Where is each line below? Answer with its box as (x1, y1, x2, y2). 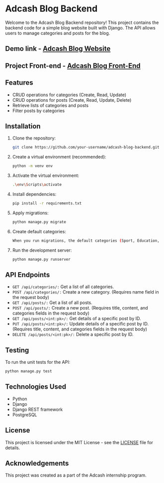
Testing (5, 346, 29, 354)
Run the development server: (12, 247, 72, 253)
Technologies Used (5, 382, 66, 391)
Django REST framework (12, 406, 63, 412)
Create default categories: (12, 228, 66, 234)
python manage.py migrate (12, 219, 66, 224)
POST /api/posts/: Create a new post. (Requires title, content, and (12, 305, 148, 311)
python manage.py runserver (12, 257, 71, 262)
